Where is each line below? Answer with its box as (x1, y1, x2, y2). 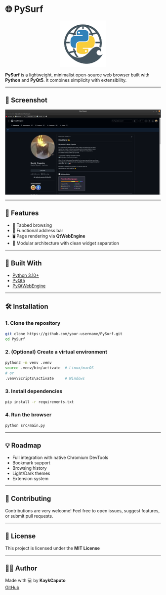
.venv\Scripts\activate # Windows (5, 376, 85, 381)
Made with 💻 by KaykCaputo (5, 578, 66, 584)
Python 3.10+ (12, 272, 40, 278)
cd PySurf (5, 337, 26, 342)
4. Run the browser (5, 411, 52, 418)
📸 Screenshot (5, 96, 48, 104)
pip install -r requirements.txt (5, 399, 74, 404)
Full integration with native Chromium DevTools (12, 454, 109, 460)
